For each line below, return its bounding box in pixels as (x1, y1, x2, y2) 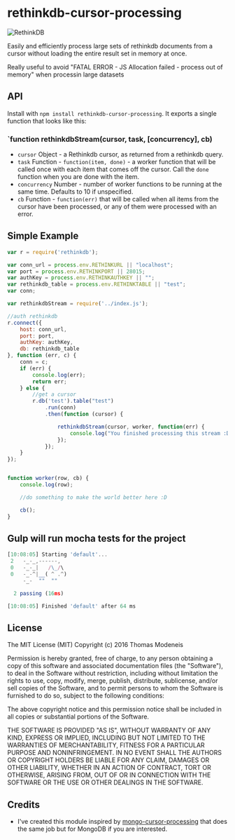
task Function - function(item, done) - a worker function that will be (17, 158, 216, 166)
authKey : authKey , (20, 339, 73, 346)
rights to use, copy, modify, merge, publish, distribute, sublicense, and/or (7, 676, 218, 685)
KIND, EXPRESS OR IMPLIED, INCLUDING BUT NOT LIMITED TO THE (7, 733, 206, 742)
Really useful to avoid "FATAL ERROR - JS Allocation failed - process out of (7, 62, 223, 71)
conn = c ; (20, 359, 49, 366)
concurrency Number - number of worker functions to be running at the (17, 180, 222, 189)
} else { (20, 385, 45, 392)
